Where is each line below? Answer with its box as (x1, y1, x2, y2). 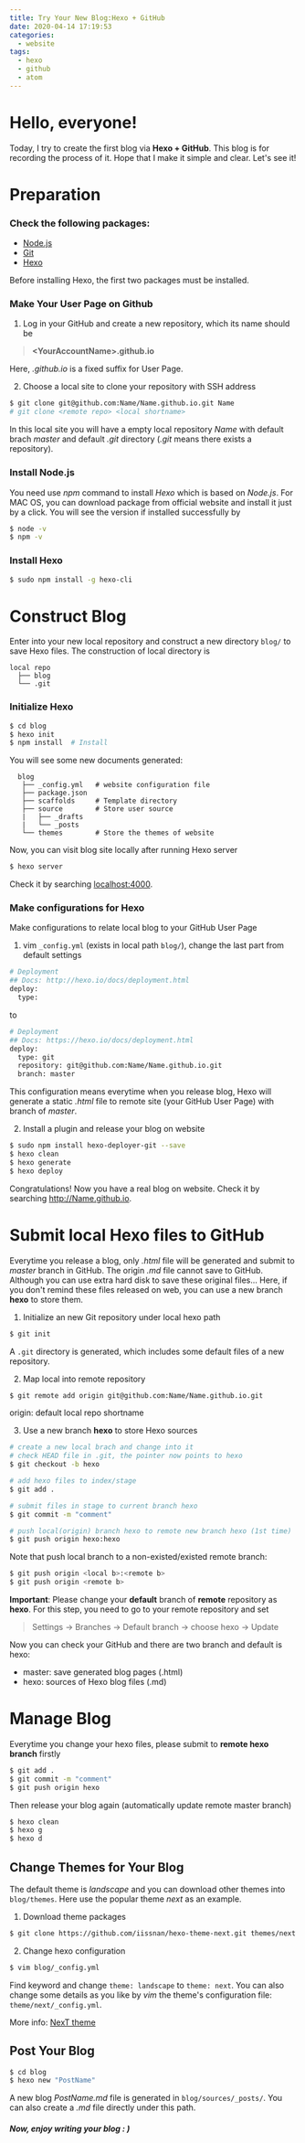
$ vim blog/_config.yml (9, 1963, 100, 1972)
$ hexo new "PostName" (9, 2076, 96, 2085)
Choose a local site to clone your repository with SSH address (22, 381, 257, 392)
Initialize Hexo (9, 700, 74, 713)
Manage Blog (9, 1709, 112, 1729)
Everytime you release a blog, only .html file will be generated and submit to (9, 1254, 295, 1266)
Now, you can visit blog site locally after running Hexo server (9, 845, 238, 856)
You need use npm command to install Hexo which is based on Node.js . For (9, 486, 294, 498)
